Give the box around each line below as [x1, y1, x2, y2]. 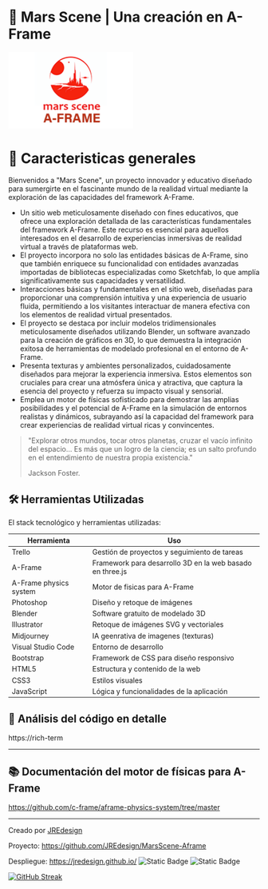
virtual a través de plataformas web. [19, 242, 139, 252]
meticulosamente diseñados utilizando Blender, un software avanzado [19, 327, 250, 337]
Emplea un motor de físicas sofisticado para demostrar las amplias [19, 395, 239, 405]
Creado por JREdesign [8, 825, 83, 835]
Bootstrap [11, 653, 45, 663]
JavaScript [11, 686, 48, 696]
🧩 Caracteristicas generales [8, 149, 197, 167]
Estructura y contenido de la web [92, 664, 201, 674]
